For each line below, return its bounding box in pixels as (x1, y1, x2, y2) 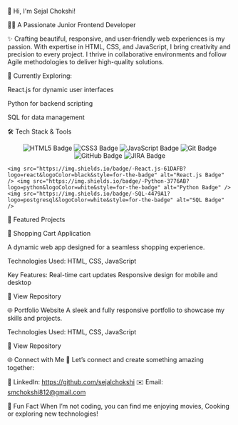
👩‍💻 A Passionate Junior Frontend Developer (7, 21, 136, 29)
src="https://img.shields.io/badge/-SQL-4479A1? (23, 190, 171, 197)
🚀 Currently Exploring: (7, 71, 73, 80)
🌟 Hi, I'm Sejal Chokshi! (7, 7, 76, 15)
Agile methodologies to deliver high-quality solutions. (7, 58, 164, 66)
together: (7, 364, 34, 371)
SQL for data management (7, 113, 86, 121)
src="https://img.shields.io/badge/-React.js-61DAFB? (23, 165, 187, 172)
